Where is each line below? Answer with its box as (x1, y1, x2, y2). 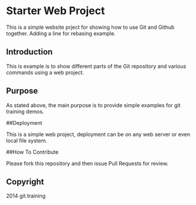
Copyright (6, 177, 44, 187)
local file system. (6, 137, 47, 144)
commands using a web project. (6, 69, 84, 76)
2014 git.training (6, 193, 46, 200)
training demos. (6, 108, 44, 115)
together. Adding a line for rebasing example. (6, 29, 116, 37)
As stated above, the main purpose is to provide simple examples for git (6, 101, 181, 108)
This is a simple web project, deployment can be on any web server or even (6, 131, 191, 138)
